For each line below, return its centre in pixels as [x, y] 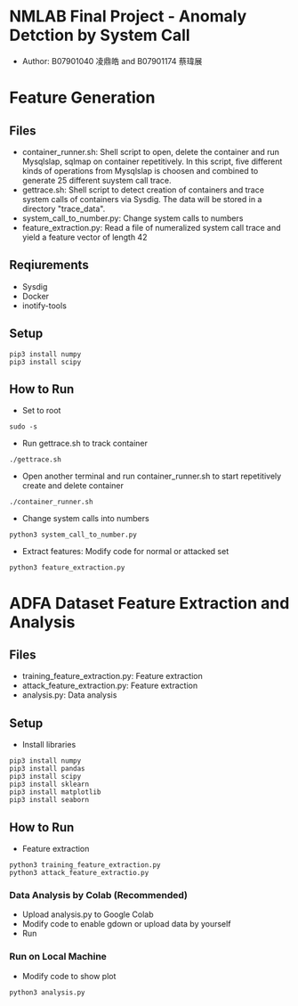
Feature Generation [82, 98]
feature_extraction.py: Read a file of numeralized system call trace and [152, 227]
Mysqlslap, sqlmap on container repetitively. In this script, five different [152, 161]
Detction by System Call [100, 35]
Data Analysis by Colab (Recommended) [99, 895]
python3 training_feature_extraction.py [85, 865]
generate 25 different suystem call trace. [97, 180]
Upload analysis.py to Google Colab [88, 914]
